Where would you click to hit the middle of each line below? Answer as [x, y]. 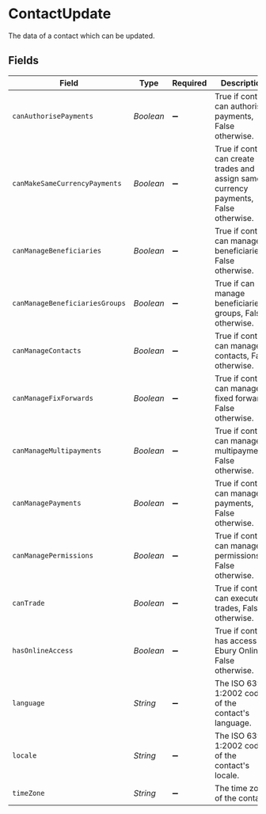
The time [231, 788]
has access [236, 641]
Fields [24, 61]
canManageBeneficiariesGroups [69, 303]
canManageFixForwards [53, 398]
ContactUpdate [60, 14]
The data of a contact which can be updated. [82, 36]
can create [235, 158]
